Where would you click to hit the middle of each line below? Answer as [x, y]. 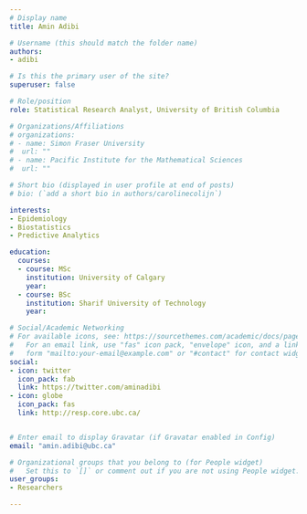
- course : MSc [44, 269]
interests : [30, 210]
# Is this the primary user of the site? [90, 77]
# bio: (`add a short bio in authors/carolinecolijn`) [116, 194]
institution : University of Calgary [96, 278]
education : [30, 252]
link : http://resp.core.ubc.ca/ [79, 413]
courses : [34, 261]
